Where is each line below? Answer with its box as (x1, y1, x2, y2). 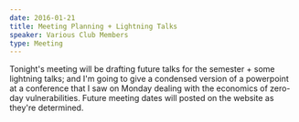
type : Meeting (9, 38, 64, 48)
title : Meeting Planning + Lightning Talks (9, 22, 178, 31)
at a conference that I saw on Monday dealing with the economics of (9, 83, 268, 94)
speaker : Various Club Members (9, 30, 129, 39)
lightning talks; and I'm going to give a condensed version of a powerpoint (9, 74, 290, 85)
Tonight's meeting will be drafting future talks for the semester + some (9, 64, 276, 75)
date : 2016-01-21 (9, 13, 76, 23)
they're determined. (9, 102, 84, 114)
